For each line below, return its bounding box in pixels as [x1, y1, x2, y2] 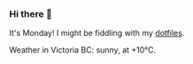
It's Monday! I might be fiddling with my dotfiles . [9, 28, 185, 39]
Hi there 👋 [9, 8, 53, 20]
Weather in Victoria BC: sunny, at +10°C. [9, 45, 157, 55]
